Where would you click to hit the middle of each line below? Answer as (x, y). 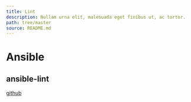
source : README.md (29, 28)
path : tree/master (29, 22)
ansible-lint (28, 79)
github (14, 93)
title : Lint (21, 11)
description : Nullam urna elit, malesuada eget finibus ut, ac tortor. (96, 17)
